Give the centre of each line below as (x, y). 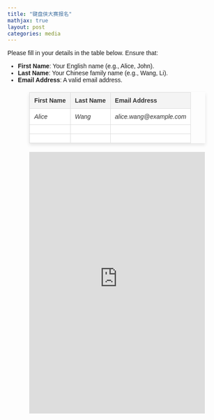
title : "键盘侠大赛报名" (40, 14)
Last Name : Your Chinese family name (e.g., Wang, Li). (93, 73)
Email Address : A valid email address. (70, 80)
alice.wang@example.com (151, 117)
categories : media (34, 33)
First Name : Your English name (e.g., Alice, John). (86, 66)
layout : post (26, 27)
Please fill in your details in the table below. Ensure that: (83, 53)
